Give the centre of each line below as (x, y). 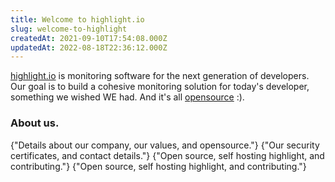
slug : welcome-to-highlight (69, 29)
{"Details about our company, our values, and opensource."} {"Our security (165, 145)
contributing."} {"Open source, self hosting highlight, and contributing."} (158, 166)
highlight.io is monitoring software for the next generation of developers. (160, 76)
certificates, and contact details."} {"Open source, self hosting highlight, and (167, 155)
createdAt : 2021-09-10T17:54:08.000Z (89, 38)
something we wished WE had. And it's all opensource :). (127, 97)
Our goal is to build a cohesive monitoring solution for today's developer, (160, 87)
